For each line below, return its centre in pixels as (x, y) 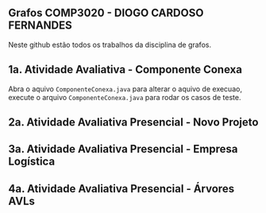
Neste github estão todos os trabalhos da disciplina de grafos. (110, 45)
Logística (32, 162)
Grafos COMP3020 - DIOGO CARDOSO (106, 13)
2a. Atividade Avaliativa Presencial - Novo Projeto (133, 122)
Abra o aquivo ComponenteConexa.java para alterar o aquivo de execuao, (125, 89)
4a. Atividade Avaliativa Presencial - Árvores (121, 189)
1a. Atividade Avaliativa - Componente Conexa (125, 70)
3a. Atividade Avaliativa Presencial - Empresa (123, 149)
